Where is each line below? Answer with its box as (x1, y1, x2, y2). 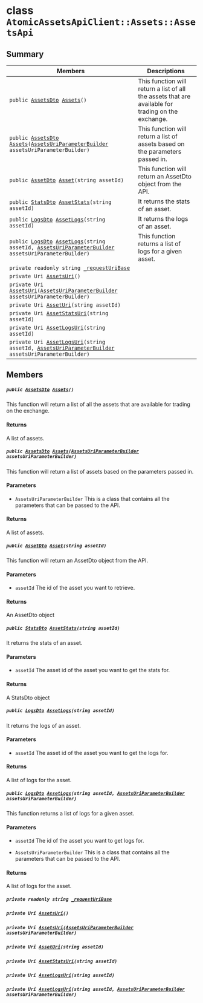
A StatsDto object (6, 694, 50, 701)
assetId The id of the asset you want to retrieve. (14, 584, 135, 592)
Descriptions (147, 67, 185, 75)
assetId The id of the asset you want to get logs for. (14, 837, 144, 845)
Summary (6, 49, 44, 59)
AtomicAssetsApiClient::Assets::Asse (6, 16, 196, 28)
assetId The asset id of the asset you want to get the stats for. (14, 667, 170, 674)
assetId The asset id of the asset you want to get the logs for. (14, 749, 169, 756)
